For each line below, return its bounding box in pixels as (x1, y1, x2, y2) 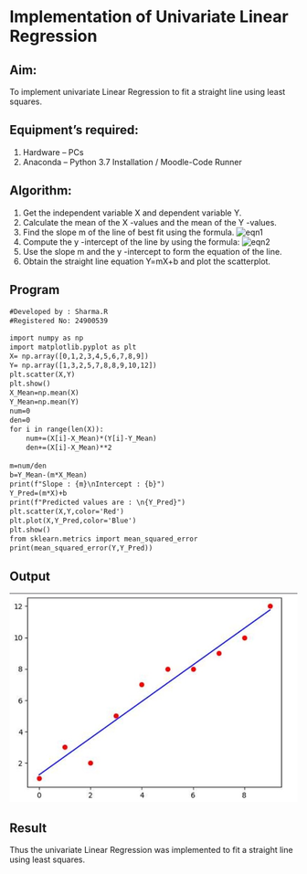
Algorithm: (9, 183, 72, 198)
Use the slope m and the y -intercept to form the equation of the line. (22, 246, 282, 257)
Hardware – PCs (22, 146, 84, 157)
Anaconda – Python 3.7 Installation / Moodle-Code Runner (22, 156, 242, 167)
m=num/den (9, 461, 48, 471)
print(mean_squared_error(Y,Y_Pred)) (9, 543, 153, 553)
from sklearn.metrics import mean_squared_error (9, 534, 198, 544)
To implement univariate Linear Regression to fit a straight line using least (9, 87, 286, 97)
